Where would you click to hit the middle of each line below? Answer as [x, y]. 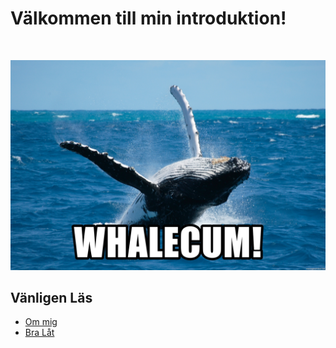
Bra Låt [39, 333]
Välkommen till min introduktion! [148, 18]
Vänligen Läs [51, 298]
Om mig [41, 322]
